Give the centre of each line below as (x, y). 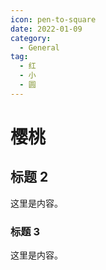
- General (39, 47)
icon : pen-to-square (53, 19)
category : (31, 38)
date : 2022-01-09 (46, 29)
